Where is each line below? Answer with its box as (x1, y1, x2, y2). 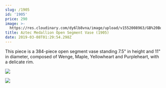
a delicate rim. (5, 59, 34, 65)
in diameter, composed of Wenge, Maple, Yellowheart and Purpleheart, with (5, 53, 159, 59)
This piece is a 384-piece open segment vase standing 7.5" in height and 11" (5, 48, 161, 54)
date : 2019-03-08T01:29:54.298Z (5, 35, 72, 40)
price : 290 (5, 16, 28, 21)
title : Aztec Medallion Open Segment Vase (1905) (5, 30, 110, 35)
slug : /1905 (5, 7, 30, 12)
